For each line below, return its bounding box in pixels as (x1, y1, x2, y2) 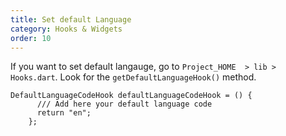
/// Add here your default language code (36, 99, 213, 110)
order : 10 (10, 33, 52, 43)
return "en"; (36, 108, 92, 118)
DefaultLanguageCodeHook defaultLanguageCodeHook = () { (10, 91, 253, 101)
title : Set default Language (10, 14, 132, 25)
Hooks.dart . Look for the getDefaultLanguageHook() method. (10, 71, 257, 83)
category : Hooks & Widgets (10, 24, 123, 34)
